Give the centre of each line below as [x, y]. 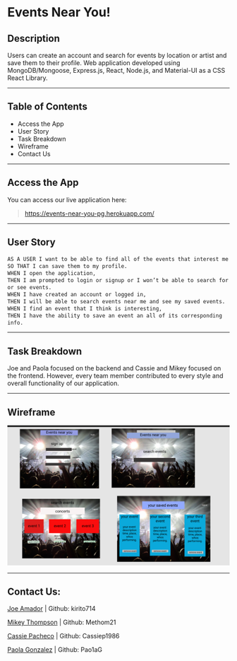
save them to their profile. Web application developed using [94, 63]
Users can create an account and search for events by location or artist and [117, 55]
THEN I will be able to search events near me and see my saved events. [116, 302]
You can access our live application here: [67, 199]
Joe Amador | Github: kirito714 [51, 609]
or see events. [30, 288]
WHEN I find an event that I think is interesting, [85, 309]
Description [34, 39]
